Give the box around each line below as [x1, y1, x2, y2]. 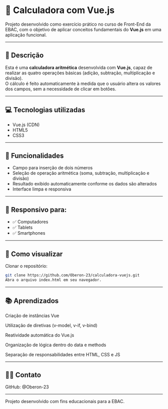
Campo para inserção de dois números [12, 165, 93, 171]
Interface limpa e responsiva [12, 186, 71, 192]
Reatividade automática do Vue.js [5, 332, 74, 338]
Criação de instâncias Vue [5, 313, 59, 319]
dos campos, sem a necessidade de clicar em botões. [5, 85, 116, 92]
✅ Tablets [12, 225, 33, 231]
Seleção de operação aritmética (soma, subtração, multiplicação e [12, 170, 149, 176]
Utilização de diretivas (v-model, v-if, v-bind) [5, 322, 97, 328]
